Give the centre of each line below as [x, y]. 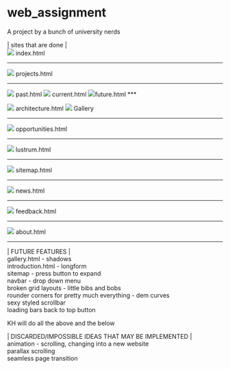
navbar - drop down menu [44, 281]
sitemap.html [34, 170]
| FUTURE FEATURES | [39, 251]
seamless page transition [42, 358]
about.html [31, 232]
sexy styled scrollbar [37, 302]
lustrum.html [33, 150]
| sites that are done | [37, 45]
